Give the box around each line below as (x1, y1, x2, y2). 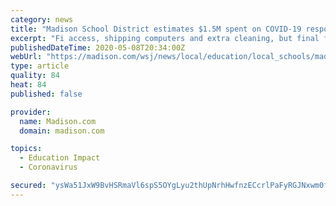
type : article (10, 61, 70, 71)
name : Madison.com (19, 116, 97, 126)
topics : (10, 144, 43, 154)
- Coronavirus (19, 162, 78, 173)
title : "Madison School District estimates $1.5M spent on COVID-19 (10, 24, 302, 34)
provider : (10, 107, 52, 117)
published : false (10, 89, 83, 99)
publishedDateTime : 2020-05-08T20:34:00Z (10, 42, 186, 53)
